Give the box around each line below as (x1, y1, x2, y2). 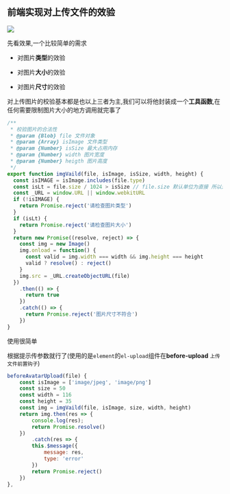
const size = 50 (19, 385, 66, 392)
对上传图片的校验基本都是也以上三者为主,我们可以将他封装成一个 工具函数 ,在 (7, 97, 221, 105)
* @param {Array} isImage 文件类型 (10, 139, 107, 145)
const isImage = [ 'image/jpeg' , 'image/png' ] (19, 379, 152, 386)
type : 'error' (43, 456, 84, 462)
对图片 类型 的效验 (16, 54, 66, 62)
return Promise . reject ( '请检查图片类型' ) (19, 202, 132, 209)
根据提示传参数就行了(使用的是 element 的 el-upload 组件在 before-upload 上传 (7, 351, 220, 360)
